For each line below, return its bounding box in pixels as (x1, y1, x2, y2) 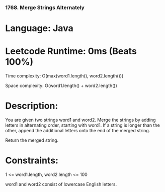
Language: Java (5, 23, 74, 34)
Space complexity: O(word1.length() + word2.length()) (5, 82, 117, 89)
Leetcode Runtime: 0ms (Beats (5, 46, 137, 57)
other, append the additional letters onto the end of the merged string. (5, 127, 150, 133)
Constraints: (5, 155, 59, 166)
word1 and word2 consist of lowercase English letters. (5, 181, 117, 187)
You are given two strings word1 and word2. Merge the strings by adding (5, 117, 156, 123)
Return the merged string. (5, 137, 59, 143)
